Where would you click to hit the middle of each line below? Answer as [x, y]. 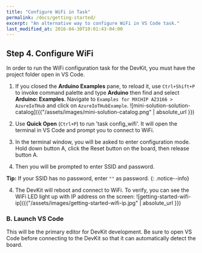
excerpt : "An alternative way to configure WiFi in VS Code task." [93, 23]
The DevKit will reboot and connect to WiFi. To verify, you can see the [102, 190]
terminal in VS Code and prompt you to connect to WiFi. [84, 130]
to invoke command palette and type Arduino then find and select [97, 93]
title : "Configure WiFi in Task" [48, 12]
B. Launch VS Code [35, 218]
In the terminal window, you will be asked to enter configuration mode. [103, 142]
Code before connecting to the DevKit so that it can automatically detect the [101, 238]
